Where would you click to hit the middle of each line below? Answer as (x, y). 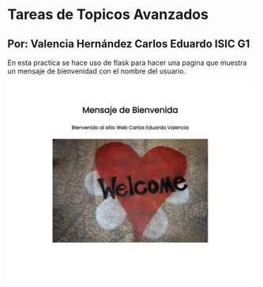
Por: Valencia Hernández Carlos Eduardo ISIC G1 (129, 44)
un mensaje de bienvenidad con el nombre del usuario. (97, 71)
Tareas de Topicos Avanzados (108, 15)
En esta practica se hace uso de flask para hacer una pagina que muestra (127, 62)
